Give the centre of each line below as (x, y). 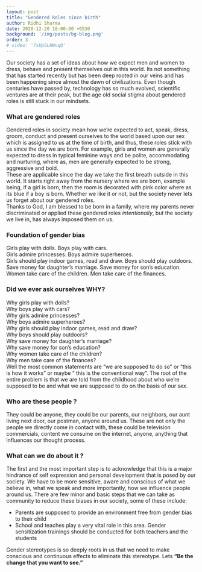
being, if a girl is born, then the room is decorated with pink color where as (99, 187)
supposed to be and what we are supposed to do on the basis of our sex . (97, 386)
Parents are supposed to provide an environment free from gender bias (103, 512)
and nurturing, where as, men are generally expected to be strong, (89, 162)
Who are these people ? (42, 401)
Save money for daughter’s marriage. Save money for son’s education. (93, 267)
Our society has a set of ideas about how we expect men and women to (96, 62)
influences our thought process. (46, 440)
